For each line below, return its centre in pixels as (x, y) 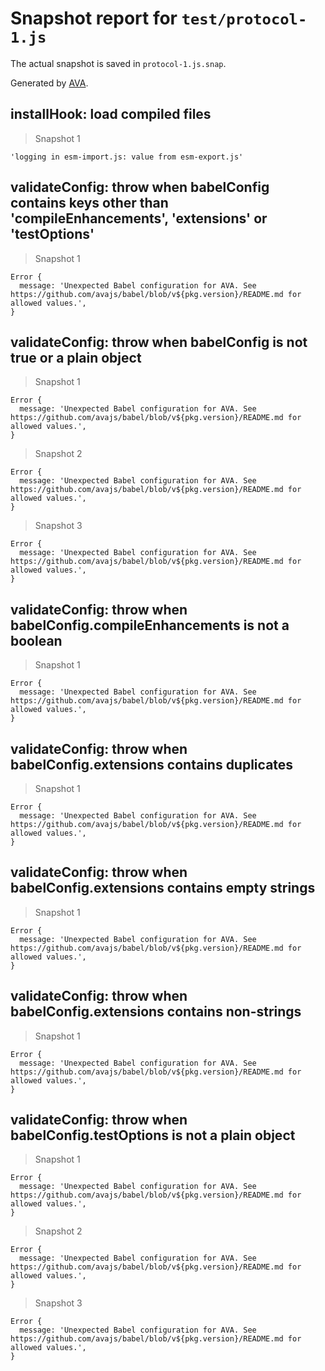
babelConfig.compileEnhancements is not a (150, 625)
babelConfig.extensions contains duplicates (152, 764)
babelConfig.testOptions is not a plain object (153, 1135)
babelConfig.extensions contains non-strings (156, 1012)
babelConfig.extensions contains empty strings (163, 888)
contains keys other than (89, 203)
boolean (36, 640)
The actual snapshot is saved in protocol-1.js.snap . (118, 63)
